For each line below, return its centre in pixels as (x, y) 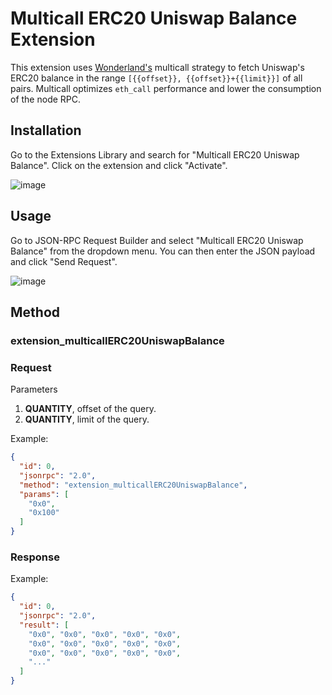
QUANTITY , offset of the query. (90, 409)
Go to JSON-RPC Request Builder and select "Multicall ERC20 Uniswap (157, 240)
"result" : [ (44, 625)
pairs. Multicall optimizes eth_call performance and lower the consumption (166, 88)
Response (35, 557)
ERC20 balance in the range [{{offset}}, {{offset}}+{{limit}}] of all (156, 78)
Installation (46, 130)
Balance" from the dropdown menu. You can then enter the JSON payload (163, 251)
